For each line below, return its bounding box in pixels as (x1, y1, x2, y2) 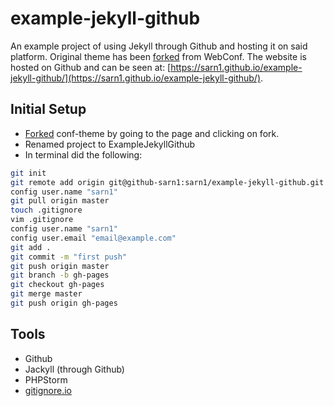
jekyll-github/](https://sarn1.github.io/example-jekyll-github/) (10, 72, 262, 84)
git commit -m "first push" (10, 252, 128, 262)
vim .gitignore (10, 215, 74, 225)
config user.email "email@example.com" (10, 233, 177, 243)
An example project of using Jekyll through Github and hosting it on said (10, 40, 308, 52)
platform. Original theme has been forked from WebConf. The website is (10, 50, 307, 62)
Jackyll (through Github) (24, 363, 125, 375)
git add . (10, 242, 52, 252)
